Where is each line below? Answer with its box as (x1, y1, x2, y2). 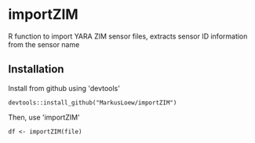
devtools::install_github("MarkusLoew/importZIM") (8, 98, 177, 107)
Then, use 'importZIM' (8, 112, 80, 122)
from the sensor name (8, 39, 80, 49)
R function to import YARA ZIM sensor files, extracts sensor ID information (8, 31, 248, 41)
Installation (8, 63, 64, 76)
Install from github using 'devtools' (8, 83, 120, 93)
